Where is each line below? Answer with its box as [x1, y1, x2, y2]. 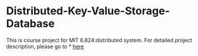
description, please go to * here [6, 43, 84, 50]
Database [6, 17, 55, 30]
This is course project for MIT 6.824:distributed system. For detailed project [6, 36, 193, 43]
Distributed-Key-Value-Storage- [6, 4, 170, 18]
